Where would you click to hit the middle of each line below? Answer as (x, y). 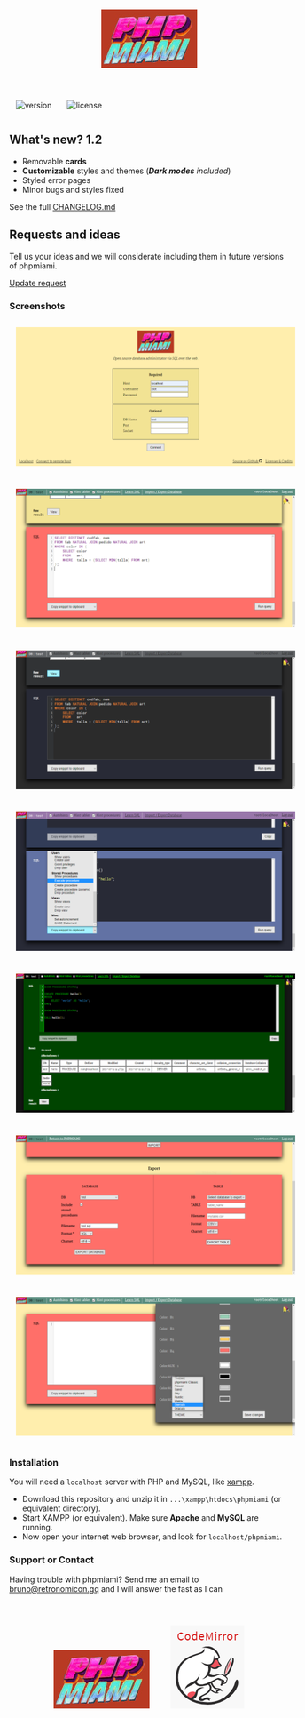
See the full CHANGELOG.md (63, 206)
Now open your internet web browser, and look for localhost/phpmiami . (152, 1537)
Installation (34, 1463)
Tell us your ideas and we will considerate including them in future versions (146, 256)
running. (37, 1528)
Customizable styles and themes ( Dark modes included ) (126, 171)
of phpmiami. (33, 266)
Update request (38, 283)
